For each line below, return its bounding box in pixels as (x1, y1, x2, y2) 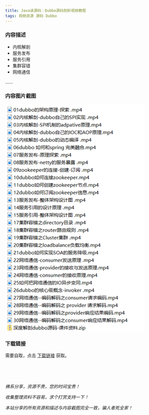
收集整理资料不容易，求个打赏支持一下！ (5, 394, 89, 400)
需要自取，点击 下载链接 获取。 (5, 352, 69, 358)
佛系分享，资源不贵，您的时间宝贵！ (5, 383, 80, 389)
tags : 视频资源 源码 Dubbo (5, 13, 57, 19)
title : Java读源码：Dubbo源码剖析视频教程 (5, 8, 86, 13)
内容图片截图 (5, 92, 37, 99)
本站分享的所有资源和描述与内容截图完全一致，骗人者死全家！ (5, 405, 133, 411)
